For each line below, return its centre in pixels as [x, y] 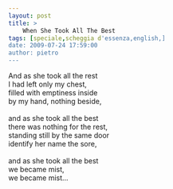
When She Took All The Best [69, 30]
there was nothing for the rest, [58, 127]
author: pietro [33, 53]
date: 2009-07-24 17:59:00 [53, 46]
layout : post [30, 16]
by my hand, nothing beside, [55, 101]
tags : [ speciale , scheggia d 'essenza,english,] [87, 38]
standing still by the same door [59, 135]
